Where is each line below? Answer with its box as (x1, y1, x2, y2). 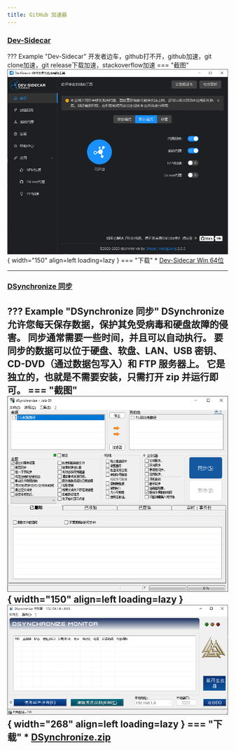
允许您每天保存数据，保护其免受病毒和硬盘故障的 (7, 319, 219, 331)
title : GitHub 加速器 (7, 11, 67, 18)
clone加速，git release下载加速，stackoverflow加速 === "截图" (7, 60, 189, 69)
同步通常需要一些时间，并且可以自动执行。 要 (27, 331, 223, 343)
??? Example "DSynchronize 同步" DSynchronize (7, 305, 225, 317)
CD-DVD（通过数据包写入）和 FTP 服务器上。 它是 (7, 358, 225, 370)
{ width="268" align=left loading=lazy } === (7, 718, 207, 730)
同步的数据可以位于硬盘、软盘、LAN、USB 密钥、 (7, 345, 223, 356)
